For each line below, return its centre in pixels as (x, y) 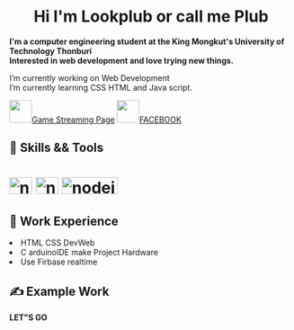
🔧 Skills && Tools (57, 148)
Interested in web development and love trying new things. (121, 60)
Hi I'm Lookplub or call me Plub (151, 17)
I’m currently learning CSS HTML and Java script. (101, 87)
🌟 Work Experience (64, 221)
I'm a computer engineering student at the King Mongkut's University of (147, 41)
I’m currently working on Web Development (90, 77)
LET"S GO (28, 317)
